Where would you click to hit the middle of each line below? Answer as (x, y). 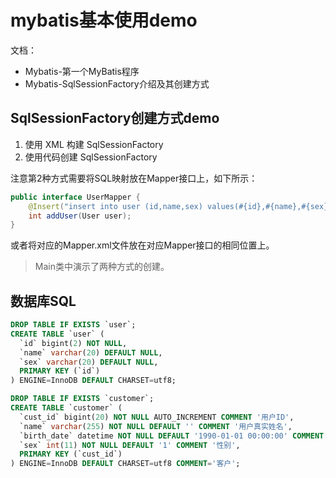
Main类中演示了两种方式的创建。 (102, 267)
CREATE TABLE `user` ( (57, 334)
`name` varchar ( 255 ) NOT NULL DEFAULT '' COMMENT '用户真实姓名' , (156, 426)
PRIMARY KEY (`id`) (60, 371)
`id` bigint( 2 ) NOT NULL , (73, 343)
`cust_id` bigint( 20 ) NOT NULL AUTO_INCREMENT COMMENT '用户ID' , (157, 417)
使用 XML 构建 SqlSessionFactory (94, 144)
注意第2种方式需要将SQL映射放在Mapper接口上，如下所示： (134, 178)
